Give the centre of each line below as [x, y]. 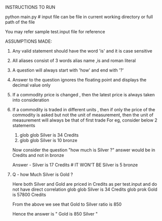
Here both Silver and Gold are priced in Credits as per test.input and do [84, 184]
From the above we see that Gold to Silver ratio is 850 [67, 204]
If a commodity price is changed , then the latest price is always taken [83, 95]
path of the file [20, 22]
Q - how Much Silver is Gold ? [42, 174]
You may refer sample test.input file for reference [55, 32]
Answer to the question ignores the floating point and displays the [79, 80]
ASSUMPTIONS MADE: [29, 41]
